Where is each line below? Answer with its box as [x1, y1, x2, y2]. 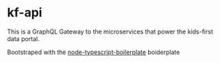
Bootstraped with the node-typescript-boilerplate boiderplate [7, 48, 180, 56]
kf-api [7, 5, 42, 21]
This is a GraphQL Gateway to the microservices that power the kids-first [7, 27, 214, 36]
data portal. [7, 34, 40, 42]
